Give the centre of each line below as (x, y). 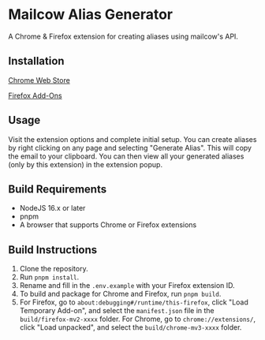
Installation (36, 61)
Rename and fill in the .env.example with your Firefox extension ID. (127, 286)
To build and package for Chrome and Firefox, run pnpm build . (120, 294)
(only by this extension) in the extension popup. (86, 164)
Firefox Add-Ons (35, 95)
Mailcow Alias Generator (91, 15)
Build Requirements (58, 189)
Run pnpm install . (49, 277)
